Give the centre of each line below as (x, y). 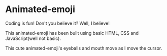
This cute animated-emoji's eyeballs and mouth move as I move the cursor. (84, 48)
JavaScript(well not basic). (33, 38)
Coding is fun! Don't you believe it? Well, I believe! (58, 23)
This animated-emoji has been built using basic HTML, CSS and (72, 33)
